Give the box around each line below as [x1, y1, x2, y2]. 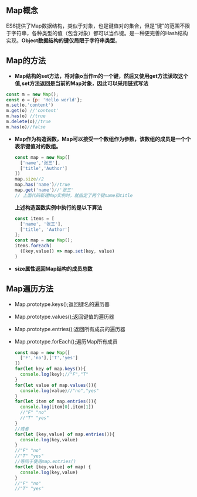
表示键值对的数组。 [14, 142, 62, 149]
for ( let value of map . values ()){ [14, 382, 97, 388]
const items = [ [14, 216, 55, 222]
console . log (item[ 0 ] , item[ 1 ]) [20, 404, 94, 410]
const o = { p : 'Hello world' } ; [6, 97, 83, 103]
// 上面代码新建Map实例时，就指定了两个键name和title [14, 192, 133, 198]
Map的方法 [6, 56, 46, 66]
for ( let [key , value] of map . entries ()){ [14, 431, 115, 437]
